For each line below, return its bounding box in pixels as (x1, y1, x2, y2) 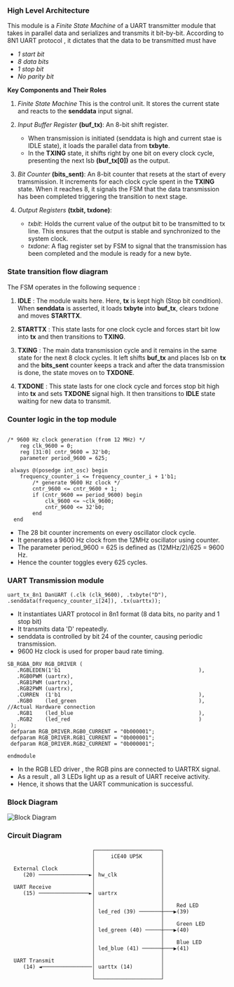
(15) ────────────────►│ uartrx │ (22, 890, 165, 897)
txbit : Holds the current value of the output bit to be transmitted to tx (27, 219, 226, 228)
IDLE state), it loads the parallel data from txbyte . (27, 142, 170, 150)
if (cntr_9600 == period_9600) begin (32, 491, 142, 498)
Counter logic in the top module (7, 414, 117, 424)
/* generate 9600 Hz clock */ (32, 479, 121, 486)
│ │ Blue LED (92, 939, 202, 946)
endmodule (7, 753, 36, 760)
